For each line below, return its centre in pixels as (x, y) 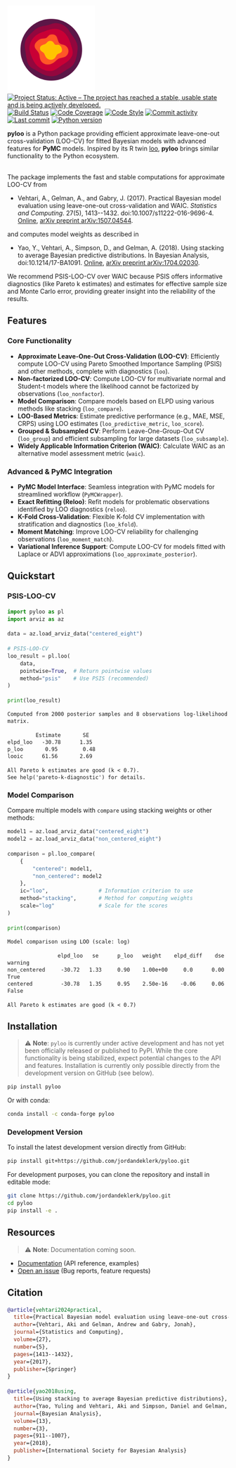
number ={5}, (31, 1347)
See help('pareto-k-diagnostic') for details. (77, 778)
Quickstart (31, 576)
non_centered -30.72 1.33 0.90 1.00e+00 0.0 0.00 (116, 970)
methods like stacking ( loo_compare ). (71, 408)
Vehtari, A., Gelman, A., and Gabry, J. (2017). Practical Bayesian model (119, 198)
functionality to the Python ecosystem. (63, 156)
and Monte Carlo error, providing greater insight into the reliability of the (111, 291)
